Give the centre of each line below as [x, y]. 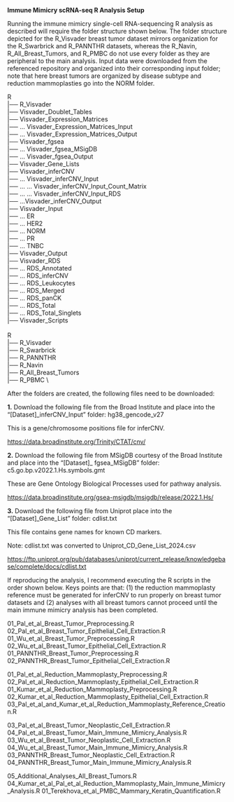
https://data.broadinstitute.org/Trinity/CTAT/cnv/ [76, 442]
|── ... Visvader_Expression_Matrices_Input [70, 127]
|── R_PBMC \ [28, 380]
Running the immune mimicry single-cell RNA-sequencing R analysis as [110, 23]
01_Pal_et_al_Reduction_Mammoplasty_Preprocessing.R [87, 674]
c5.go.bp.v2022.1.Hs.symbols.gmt [56, 470]
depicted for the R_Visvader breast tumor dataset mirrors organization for [113, 39]
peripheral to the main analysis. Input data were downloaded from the [108, 61]
